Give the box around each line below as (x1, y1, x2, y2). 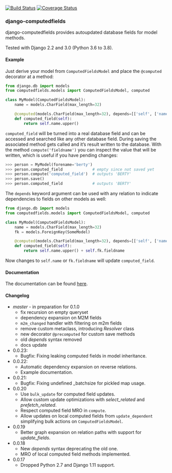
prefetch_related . (20, 402, 57, 408)
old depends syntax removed (20, 336, 82, 343)
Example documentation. (20, 369, 73, 375)
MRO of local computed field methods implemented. (20, 451, 131, 457)
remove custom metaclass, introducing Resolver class (20, 326, 135, 332)
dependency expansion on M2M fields (20, 315, 102, 321)
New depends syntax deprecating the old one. (20, 446, 118, 452)
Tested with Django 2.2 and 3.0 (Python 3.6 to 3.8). (5, 45, 114, 51)
